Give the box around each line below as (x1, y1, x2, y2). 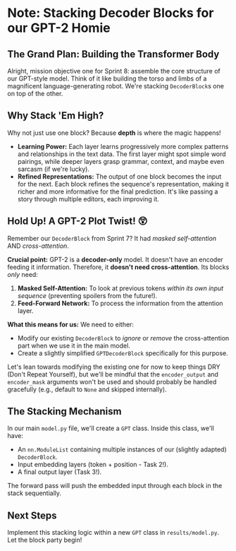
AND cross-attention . (7, 242, 69, 250)
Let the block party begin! (7, 535, 82, 545)
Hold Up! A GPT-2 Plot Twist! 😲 (7, 215, 148, 227)
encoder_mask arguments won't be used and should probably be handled (7, 377, 217, 386)
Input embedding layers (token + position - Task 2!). (17, 461, 169, 469)
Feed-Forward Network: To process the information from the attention (17, 299, 223, 307)
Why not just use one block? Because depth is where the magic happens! (7, 129, 221, 137)
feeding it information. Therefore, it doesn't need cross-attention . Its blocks (7, 263, 230, 271)
